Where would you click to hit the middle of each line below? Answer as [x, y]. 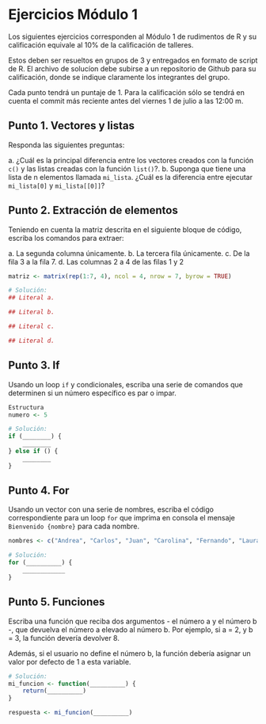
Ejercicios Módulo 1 [73, 15]
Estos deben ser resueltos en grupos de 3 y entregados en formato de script [133, 60]
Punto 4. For [39, 491]
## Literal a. [32, 298]
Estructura [26, 407]
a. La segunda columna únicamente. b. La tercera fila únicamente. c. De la [129, 253]
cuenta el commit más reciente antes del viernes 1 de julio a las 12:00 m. [126, 101]
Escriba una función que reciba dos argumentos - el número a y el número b [133, 621]
